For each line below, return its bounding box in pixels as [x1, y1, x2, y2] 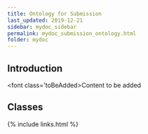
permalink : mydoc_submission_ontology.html [7, 29, 137, 37]
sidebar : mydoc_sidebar [7, 23, 77, 30]
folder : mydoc [7, 36, 49, 43]
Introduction [7, 62, 63, 74]
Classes [7, 101, 43, 113]
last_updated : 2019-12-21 [7, 17, 83, 24]
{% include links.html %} [7, 120, 79, 128]
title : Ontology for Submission [7, 10, 102, 18]
